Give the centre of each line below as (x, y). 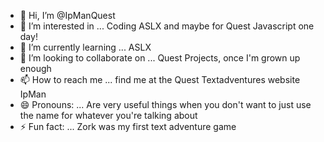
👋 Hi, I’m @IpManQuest (67, 15)
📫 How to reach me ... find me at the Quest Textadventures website (160, 79)
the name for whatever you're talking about (108, 115)
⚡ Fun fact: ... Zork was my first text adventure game (128, 126)
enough (35, 68)
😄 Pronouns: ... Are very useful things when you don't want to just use (165, 104)
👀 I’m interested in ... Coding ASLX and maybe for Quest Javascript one (167, 26)
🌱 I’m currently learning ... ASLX (85, 47)
